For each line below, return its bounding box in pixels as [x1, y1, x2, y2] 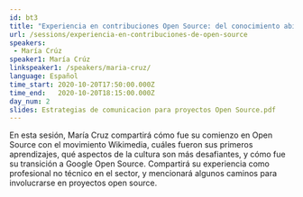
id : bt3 [9, 13, 39, 22]
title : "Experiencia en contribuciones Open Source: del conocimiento [9, 22, 280, 31]
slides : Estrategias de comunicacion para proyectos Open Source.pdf [9, 105, 277, 114]
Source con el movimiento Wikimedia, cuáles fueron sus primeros [9, 139, 253, 150]
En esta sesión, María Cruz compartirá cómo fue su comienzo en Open [9, 130, 273, 140]
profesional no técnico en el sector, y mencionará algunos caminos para [9, 168, 278, 179]
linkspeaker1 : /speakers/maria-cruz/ [9, 64, 151, 73]
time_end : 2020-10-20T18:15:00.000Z [9, 88, 155, 97]
